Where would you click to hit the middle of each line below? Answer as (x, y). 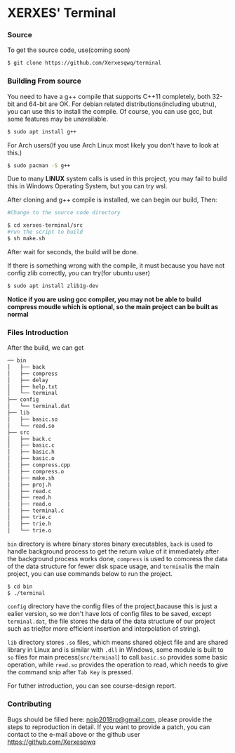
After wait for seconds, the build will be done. (73, 251)
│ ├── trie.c (29, 518)
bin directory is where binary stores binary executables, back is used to (110, 544)
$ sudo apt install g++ (42, 131)
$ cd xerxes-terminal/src (45, 225)
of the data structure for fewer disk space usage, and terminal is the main (113, 566)
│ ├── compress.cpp (39, 465)
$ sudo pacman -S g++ (39, 165)
